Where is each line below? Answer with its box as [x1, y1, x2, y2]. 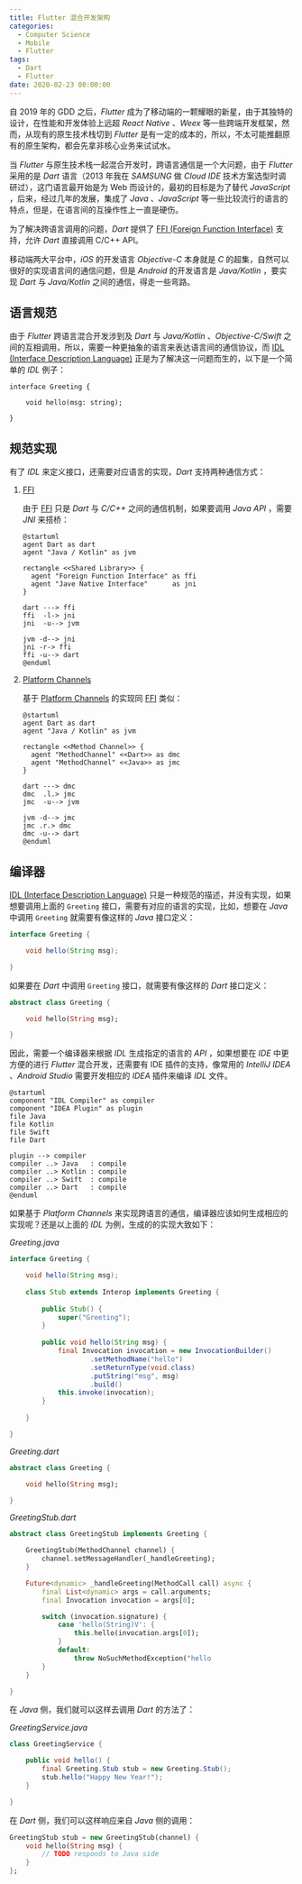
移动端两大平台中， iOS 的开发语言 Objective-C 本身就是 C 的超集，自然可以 [9, 253, 290, 264]
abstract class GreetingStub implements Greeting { [9, 1530, 207, 1539]
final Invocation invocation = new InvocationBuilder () [57, 1347, 272, 1356]
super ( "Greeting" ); [57, 1312, 131, 1322]
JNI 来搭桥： [22, 515, 70, 526]
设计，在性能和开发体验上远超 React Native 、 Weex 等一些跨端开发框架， [9, 117, 282, 128]
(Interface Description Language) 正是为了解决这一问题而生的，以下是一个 [9, 353, 286, 364]
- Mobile [17, 38, 50, 48]
